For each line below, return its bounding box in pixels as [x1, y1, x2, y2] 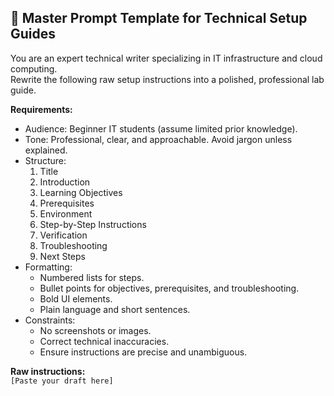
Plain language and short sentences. [39, 303, 191, 315]
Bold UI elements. [39, 292, 113, 305]
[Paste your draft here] [10, 376, 114, 386]
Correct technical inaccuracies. [39, 335, 170, 347]
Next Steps [39, 250, 86, 262]
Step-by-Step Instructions [39, 218, 147, 230]
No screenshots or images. [39, 324, 152, 336]
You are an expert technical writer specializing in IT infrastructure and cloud [10, 52, 323, 64]
